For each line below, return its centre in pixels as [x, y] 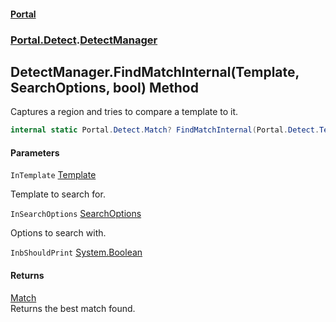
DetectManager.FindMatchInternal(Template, [155, 71]
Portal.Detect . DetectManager [84, 40]
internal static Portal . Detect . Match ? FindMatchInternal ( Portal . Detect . [165, 130]
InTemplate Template [53, 175]
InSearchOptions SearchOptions [76, 214]
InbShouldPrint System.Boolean [76, 252]
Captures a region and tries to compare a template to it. [124, 112]
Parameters [35, 152]
